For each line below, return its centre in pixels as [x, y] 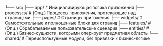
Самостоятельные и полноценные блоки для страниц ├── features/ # [78, 23]
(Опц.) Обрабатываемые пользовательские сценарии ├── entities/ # [77, 28]
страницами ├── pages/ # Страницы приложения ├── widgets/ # [74, 18]
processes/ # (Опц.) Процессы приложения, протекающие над [70, 13]
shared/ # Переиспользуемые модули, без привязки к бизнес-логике [78, 38]
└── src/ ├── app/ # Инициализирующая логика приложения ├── [75, 8]
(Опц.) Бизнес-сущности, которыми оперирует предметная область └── [81, 33]
